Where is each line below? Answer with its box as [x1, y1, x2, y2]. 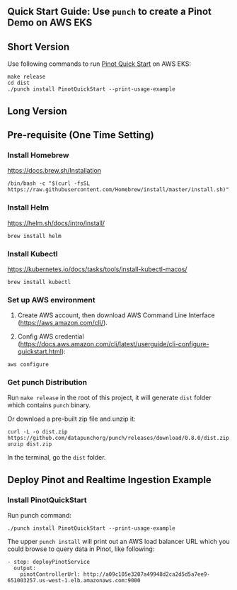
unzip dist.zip [7, 441, 52, 448]
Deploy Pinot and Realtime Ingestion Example [7, 474, 212, 486]
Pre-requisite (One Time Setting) [7, 129, 154, 141]
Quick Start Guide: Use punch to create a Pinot [7, 6, 212, 18]
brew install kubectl [7, 278, 71, 285]
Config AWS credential [17, 332, 84, 341]
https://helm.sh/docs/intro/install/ [7, 219, 105, 227]
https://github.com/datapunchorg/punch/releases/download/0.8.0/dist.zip [7, 435, 230, 442]
